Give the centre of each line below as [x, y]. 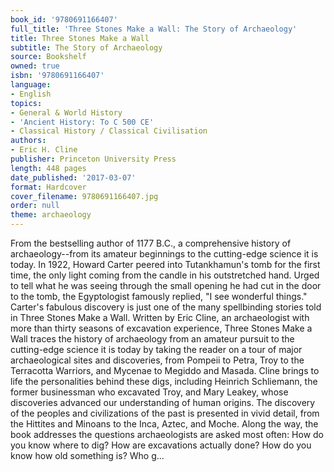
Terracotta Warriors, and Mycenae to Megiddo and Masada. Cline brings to [165, 370]
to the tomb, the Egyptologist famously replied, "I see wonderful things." [159, 296]
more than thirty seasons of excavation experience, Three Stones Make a [161, 328]
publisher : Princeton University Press [93, 159]
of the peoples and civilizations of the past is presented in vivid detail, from [165, 413]
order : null [35, 206]
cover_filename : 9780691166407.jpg [84, 196]
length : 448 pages [48, 168]
